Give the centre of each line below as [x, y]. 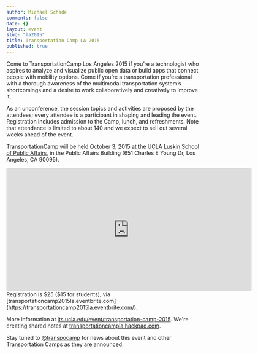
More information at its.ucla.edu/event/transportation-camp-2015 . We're [97, 319]
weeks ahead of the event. [40, 134]
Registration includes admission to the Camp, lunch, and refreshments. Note [103, 121]
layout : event [25, 29]
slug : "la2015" [26, 35]
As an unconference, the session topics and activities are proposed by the [100, 108]
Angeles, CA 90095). [33, 159]
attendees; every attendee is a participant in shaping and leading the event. [102, 115]
